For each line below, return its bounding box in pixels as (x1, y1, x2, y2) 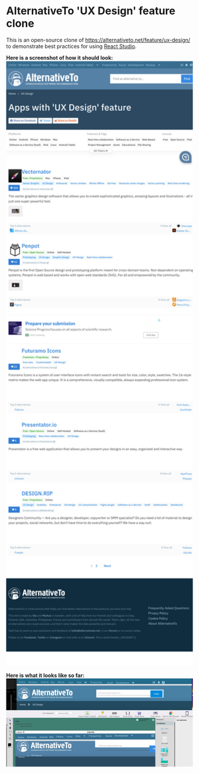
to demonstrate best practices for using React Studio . (6, 43, 137, 50)
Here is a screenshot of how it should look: (6, 54, 114, 61)
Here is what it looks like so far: (6, 672, 85, 679)
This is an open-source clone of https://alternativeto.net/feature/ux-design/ (6, 36, 191, 43)
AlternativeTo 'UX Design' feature (6, 4, 176, 18)
